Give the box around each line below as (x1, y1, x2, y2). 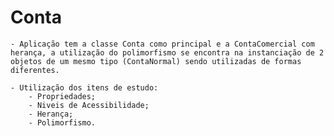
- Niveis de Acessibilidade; (28, 100, 150, 110)
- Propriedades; (28, 91, 97, 101)
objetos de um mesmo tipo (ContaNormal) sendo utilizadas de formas (10, 56, 302, 66)
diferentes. (10, 65, 60, 75)
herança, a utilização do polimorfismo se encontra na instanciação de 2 (10, 47, 325, 58)
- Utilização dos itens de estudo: (10, 82, 159, 93)
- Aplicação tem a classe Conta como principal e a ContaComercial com (10, 39, 315, 49)
